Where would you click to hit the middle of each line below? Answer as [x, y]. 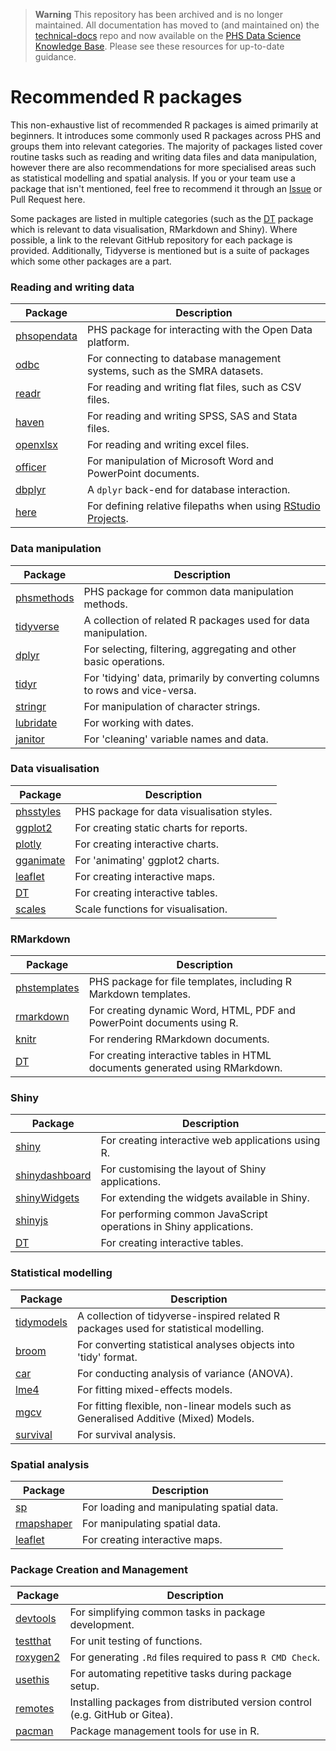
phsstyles [38, 811]
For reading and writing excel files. [168, 445]
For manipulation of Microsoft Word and [180, 461]
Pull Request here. [48, 199]
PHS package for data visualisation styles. [173, 811]
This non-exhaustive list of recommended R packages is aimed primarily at [164, 125]
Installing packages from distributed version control [190, 1702]
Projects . [107, 519]
